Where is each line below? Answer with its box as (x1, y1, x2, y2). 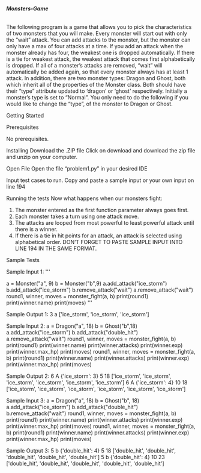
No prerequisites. (6, 136, 49, 143)
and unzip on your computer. (6, 154, 78, 161)
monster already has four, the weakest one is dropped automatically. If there (6, 49, 195, 57)
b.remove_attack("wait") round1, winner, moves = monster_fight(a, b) (6, 410, 177, 417)
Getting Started (6, 112, 44, 119)
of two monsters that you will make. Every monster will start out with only (6, 30, 187, 37)
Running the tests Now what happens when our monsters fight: (6, 195, 163, 202)
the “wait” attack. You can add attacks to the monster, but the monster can (6, 36, 191, 43)
